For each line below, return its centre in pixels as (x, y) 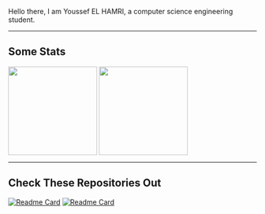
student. (22, 20)
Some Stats (37, 52)
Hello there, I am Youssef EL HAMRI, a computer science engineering (121, 11)
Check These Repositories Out (85, 183)
